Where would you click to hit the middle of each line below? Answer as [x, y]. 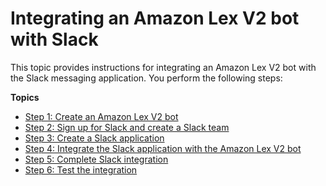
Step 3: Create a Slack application [94, 138]
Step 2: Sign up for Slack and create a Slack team [127, 127]
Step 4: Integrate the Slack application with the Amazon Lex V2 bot [163, 148]
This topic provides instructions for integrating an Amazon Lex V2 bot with [163, 67]
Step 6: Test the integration [81, 169]
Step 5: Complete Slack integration [96, 159]
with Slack [54, 39]
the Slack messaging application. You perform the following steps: [146, 78]
